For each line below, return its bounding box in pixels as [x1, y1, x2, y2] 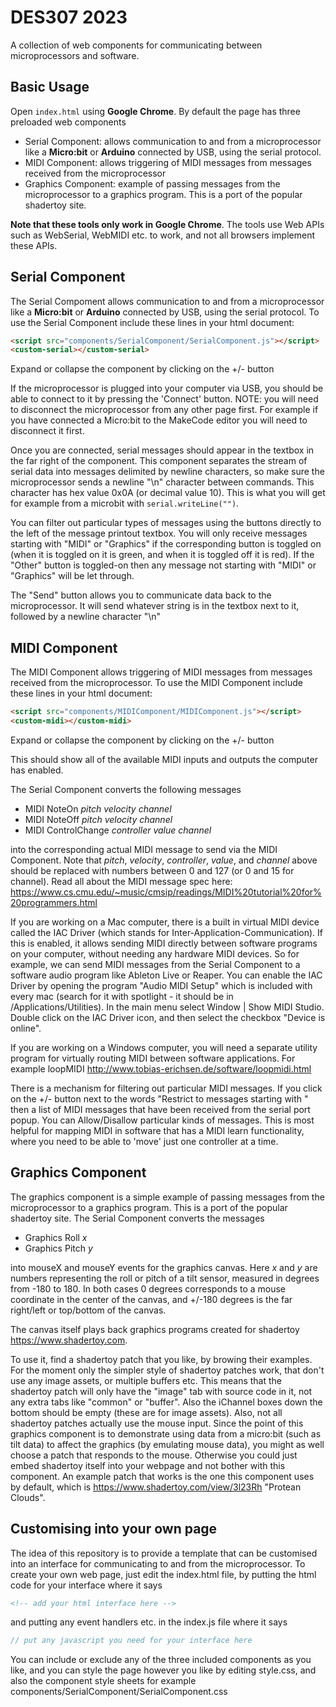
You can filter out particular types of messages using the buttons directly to [10, 517, 322, 529]
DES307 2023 [10, 6, 128, 29]
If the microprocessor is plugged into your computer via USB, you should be [10, 382, 324, 395]
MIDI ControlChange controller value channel [24, 824, 212, 836]
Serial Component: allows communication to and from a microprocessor [24, 135, 322, 147]
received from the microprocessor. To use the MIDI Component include [10, 677, 303, 689]
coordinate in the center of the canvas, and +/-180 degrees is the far [10, 1293, 293, 1305]
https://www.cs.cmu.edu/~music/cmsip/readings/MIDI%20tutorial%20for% [10, 886, 322, 898]
